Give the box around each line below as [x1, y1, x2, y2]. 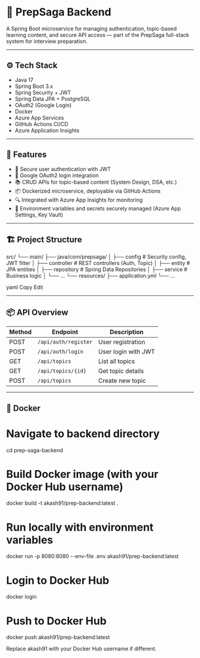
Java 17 [14, 76, 34, 83]
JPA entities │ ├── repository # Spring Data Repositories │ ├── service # [6, 266, 187, 273]
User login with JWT [98, 348, 155, 356]
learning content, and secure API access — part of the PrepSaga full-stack [6, 31, 189, 38]
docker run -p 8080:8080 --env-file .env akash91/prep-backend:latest [6, 553, 179, 560]
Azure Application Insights [14, 127, 80, 134]
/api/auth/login [37, 348, 83, 355]
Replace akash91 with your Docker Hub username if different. [6, 645, 157, 653]
